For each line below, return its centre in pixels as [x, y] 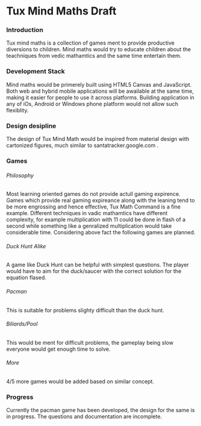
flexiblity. [17, 110]
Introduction [25, 30]
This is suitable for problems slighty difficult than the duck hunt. [85, 310]
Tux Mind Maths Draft [61, 11]
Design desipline [31, 126]
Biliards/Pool [22, 324]
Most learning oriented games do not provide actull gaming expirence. [93, 194]
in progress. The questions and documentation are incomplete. [84, 416]
